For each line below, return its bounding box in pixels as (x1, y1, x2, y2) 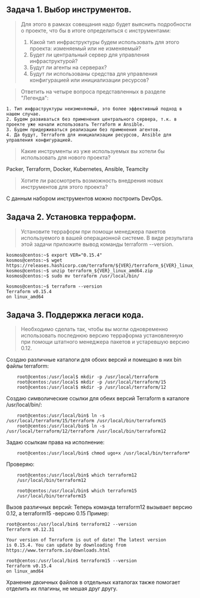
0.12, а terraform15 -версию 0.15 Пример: (6, 510, 109, 517)
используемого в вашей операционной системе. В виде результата (20, 234, 193, 241)
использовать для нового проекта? (20, 154, 111, 161)
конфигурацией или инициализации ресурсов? (29, 76, 149, 83)
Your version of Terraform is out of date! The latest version (6, 537, 167, 543)
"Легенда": (20, 94, 49, 101)
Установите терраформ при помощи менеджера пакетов (20, 228, 166, 235)
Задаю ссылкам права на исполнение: (6, 439, 105, 446)
